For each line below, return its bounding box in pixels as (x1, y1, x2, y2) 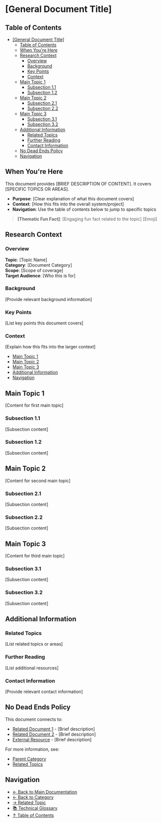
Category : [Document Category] (5, 262, 72, 268)
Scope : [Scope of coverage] (5, 267, 64, 273)
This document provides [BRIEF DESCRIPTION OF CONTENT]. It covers (5, 180, 152, 186)
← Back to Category (12, 794, 54, 800)
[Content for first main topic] (5, 402, 64, 408)
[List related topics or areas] (5, 641, 63, 647)
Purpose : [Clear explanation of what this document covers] (12, 195, 134, 201)
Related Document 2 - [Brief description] (12, 731, 96, 737)
